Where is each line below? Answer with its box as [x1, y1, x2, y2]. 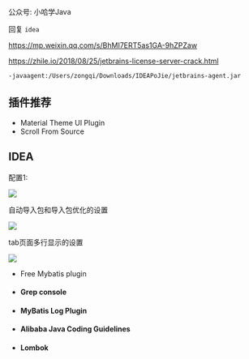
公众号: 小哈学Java [8, 7, 71, 16]
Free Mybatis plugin [19, 268, 87, 278]
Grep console [19, 287, 67, 297]
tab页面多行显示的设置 [8, 237, 84, 247]
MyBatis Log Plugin [19, 306, 88, 315]
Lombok [19, 343, 49, 353]
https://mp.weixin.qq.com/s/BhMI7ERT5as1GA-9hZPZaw [8, 41, 197, 50]
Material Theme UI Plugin [19, 118, 105, 127]
